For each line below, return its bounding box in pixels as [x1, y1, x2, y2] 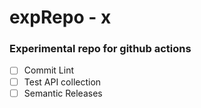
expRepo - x [9, 6, 112, 29]
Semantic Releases [23, 87, 103, 99]
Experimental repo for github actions [9, 42, 192, 56]
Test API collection [23, 76, 102, 88]
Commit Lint [23, 64, 74, 76]
